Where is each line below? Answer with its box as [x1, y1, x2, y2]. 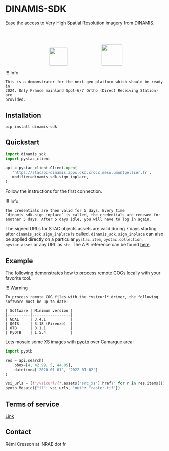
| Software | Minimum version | [5, 308, 73, 313]
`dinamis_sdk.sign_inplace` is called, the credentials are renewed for [5, 213, 161, 218]
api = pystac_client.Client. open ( [5, 165, 78, 170]
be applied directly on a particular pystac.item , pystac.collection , [5, 236, 143, 242]
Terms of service [5, 399, 59, 408]
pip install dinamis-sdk [5, 124, 57, 129]
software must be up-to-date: [5, 299, 69, 304]
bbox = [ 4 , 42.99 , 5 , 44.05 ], [14, 362, 73, 368]
